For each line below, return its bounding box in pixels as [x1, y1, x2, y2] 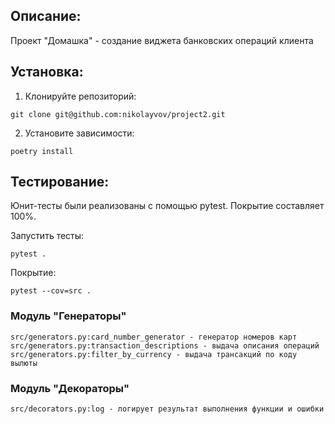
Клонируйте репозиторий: [24, 90, 137, 102]
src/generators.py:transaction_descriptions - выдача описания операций [10, 340, 320, 351]
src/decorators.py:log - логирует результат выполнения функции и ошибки [10, 404, 325, 414]
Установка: [10, 64, 84, 81]
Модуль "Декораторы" [10, 381, 130, 395]
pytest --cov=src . [10, 286, 92, 296]
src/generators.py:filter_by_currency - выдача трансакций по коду [10, 349, 298, 359]
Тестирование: [10, 174, 110, 191]
